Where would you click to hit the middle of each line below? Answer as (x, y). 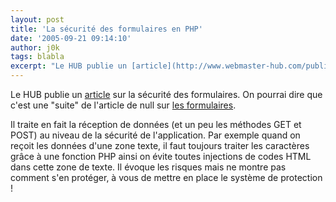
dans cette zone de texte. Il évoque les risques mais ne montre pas (148, 167)
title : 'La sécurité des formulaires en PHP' (106, 29)
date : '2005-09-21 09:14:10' (71, 38)
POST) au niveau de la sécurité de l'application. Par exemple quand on (155, 135)
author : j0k (35, 47)
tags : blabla (37, 57)
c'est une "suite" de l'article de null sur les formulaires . (123, 105)
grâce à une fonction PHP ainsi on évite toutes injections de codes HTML (161, 156)
